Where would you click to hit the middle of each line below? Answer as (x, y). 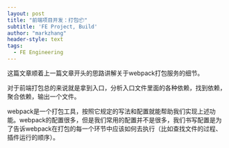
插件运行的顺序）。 (33, 137)
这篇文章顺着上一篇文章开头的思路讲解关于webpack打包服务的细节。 (105, 73)
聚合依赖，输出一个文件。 (44, 96)
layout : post (26, 14)
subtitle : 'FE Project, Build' (52, 26)
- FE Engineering (39, 53)
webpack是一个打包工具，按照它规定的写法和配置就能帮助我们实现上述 (109, 111)
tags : (15, 46)
